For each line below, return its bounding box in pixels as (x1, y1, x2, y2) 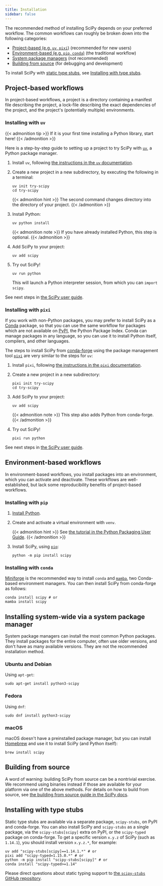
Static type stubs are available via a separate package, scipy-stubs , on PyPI (5, 819, 158, 825)
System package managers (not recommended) (12, 55, 109, 61)
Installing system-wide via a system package (5, 612, 145, 621)
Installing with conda (5, 564, 54, 571)
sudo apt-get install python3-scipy (5, 681, 79, 686)
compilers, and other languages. (5, 338, 70, 344)
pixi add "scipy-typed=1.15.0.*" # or (5, 853, 84, 858)
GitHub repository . (5, 875, 42, 881)
